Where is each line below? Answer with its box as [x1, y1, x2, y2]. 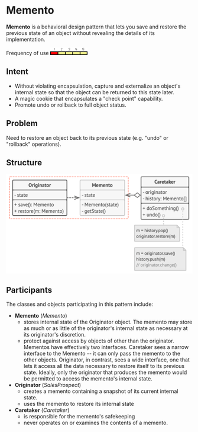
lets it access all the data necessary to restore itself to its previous [23, 363, 185, 370]
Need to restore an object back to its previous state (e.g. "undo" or [6, 134, 168, 141]
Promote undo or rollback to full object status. [14, 101, 127, 108]
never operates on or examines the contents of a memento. [23, 419, 168, 427]
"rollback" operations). [6, 140, 61, 148]
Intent [6, 66, 28, 77]
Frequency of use [6, 49, 49, 56]
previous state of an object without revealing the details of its [6, 29, 155, 36]
